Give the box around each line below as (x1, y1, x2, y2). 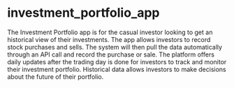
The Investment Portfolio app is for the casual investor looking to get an (7, 28, 213, 36)
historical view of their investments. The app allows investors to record (7, 35, 211, 43)
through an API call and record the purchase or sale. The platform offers (7, 50, 215, 59)
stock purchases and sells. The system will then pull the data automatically (7, 43, 222, 51)
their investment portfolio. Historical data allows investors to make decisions (7, 65, 226, 73)
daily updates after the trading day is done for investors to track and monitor (7, 57, 227, 66)
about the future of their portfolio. (7, 72, 104, 81)
